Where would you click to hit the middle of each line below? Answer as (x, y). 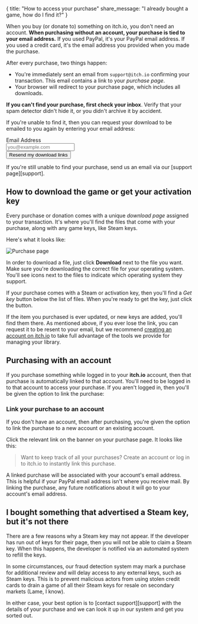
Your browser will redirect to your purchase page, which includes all (97, 87)
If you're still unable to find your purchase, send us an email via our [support (99, 167)
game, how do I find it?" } (37, 15)
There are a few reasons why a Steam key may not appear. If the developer (98, 536)
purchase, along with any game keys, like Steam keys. (72, 228)
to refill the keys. (26, 555)
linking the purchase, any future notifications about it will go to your (88, 487)
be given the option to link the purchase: (55, 393)
